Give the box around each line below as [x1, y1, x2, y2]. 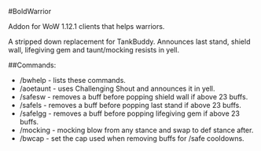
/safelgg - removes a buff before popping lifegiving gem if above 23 [19, 109, 240, 118]
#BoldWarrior [8, 7, 52, 16]
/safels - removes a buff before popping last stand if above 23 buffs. [19, 101, 242, 110]
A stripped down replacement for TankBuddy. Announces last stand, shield [8, 37, 251, 46]
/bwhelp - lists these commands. [19, 76, 126, 84]
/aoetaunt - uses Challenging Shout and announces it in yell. [19, 84, 215, 93]
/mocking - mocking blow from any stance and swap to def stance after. [19, 125, 254, 135]
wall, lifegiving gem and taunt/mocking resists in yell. [8, 45, 179, 54]
